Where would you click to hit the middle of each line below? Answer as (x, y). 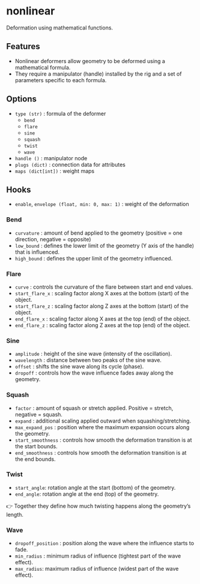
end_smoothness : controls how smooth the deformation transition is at (101, 453)
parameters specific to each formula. (61, 80)
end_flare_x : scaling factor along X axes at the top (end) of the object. (103, 319)
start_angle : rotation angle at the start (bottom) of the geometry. (95, 487)
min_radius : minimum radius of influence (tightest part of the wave (98, 556)
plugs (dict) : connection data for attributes (70, 164)
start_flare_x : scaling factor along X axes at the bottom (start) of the (102, 293)
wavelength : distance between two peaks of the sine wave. (88, 360)
